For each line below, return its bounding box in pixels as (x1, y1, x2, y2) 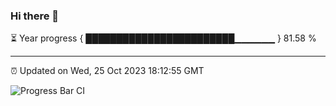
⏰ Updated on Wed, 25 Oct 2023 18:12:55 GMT (10, 65, 205, 77)
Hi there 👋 (10, 9, 60, 23)
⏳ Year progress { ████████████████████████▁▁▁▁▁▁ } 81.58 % (10, 32, 317, 44)
